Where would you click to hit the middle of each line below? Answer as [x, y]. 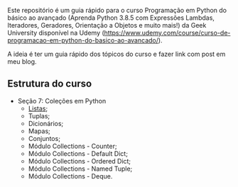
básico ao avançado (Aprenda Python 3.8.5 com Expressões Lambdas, [111, 18]
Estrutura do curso [50, 84]
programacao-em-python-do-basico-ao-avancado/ [83, 40]
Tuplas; [39, 115]
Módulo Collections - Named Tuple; [80, 169]
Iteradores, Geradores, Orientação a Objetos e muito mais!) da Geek [107, 25]
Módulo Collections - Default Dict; [78, 153]
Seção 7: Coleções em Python [62, 101]
